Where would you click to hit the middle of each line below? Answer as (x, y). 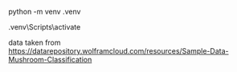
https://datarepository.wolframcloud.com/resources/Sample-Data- (118, 51)
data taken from (35, 42)
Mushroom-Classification (50, 60)
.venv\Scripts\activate (45, 27)
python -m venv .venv (45, 12)
